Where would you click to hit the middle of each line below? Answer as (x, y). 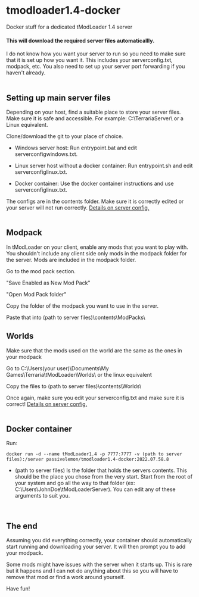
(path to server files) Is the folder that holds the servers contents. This (101, 470)
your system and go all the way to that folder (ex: (75, 483)
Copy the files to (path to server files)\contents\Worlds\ (74, 386)
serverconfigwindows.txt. (46, 154)
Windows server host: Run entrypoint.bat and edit (76, 148)
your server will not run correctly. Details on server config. (78, 207)
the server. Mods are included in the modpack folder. (71, 260)
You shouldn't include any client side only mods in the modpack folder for (97, 253)
